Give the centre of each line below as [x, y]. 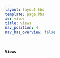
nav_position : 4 [21, 28]
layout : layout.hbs [25, 10]
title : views [18, 23]
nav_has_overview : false [30, 32]
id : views [15, 19]
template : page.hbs [25, 14]
